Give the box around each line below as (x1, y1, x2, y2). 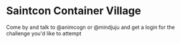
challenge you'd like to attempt (6, 29, 82, 37)
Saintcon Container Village (6, 4, 141, 18)
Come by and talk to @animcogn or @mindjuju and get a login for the (6, 24, 175, 31)
